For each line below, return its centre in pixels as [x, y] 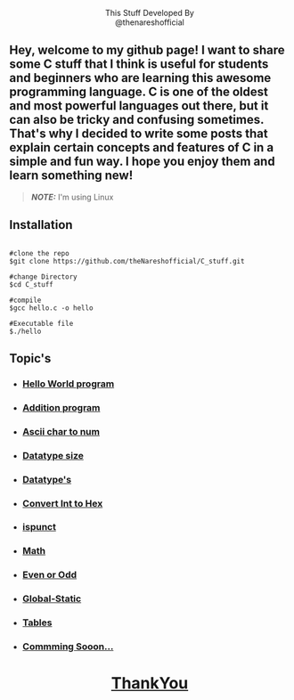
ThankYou [150, 684]
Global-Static [52, 598]
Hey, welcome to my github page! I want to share [147, 50]
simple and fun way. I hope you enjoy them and [142, 162]
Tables [37, 623]
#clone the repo [39, 253]
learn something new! [71, 176]
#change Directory [43, 277]
